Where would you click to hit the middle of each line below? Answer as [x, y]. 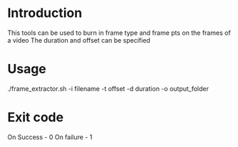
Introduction [45, 13]
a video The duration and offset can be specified [79, 40]
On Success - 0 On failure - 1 [50, 137]
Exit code [36, 118]
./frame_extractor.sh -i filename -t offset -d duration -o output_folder [108, 88]
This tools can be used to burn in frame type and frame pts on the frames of [119, 33]
